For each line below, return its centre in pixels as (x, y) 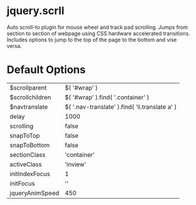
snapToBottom (30, 145)
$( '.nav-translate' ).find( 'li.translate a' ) (121, 107)
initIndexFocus (30, 174)
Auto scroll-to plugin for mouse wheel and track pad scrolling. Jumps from (97, 27)
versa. (14, 46)
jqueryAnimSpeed (35, 193)
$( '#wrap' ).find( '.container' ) (107, 97)
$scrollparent (28, 88)
